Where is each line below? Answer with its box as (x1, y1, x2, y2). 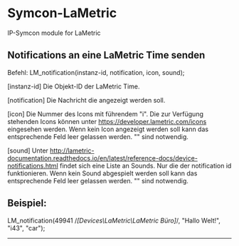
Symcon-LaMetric (7, 5, 117, 21)
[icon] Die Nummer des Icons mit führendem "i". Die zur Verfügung (7, 109, 204, 118)
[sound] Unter (7, 146, 48, 155)
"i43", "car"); (7, 223, 46, 232)
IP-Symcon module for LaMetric (7, 29, 101, 37)
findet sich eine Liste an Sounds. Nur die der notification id (59, 161, 232, 170)
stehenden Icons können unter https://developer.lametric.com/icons (7, 117, 207, 125)
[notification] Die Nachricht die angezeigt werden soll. (7, 96, 166, 104)
